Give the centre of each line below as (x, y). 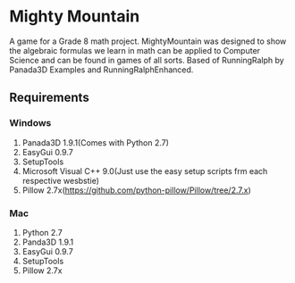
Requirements (49, 98)
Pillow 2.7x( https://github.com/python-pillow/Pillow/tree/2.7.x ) (137, 190)
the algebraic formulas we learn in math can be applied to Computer (135, 50)
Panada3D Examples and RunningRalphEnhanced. (101, 70)
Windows (30, 123)
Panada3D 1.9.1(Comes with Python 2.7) (96, 142)
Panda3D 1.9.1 (48, 242)
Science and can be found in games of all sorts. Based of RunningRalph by (147, 60)
